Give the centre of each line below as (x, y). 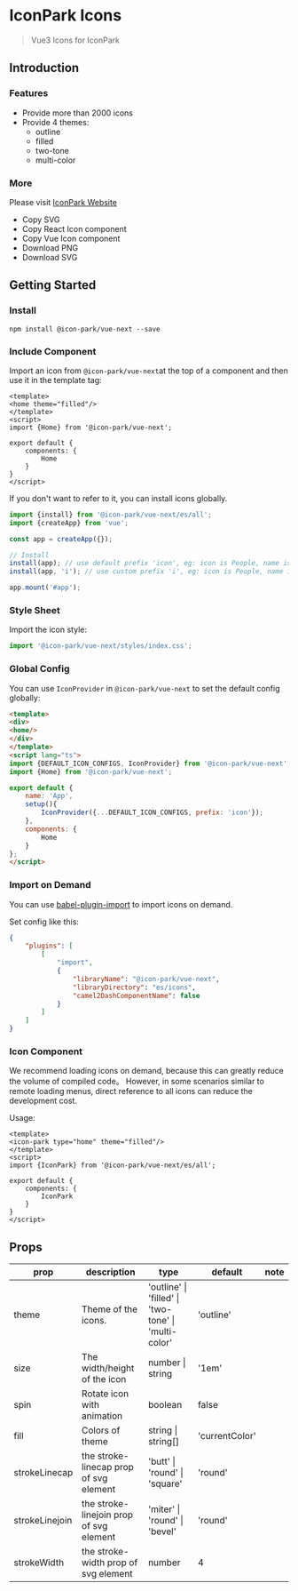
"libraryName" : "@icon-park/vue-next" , (146, 979)
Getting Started (53, 285)
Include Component (53, 351)
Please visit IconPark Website (63, 202)
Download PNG (50, 248)
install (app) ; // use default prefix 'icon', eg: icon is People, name (144, 564)
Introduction (44, 68)
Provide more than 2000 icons (77, 113)
